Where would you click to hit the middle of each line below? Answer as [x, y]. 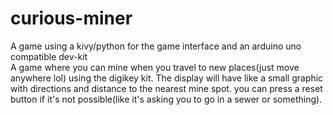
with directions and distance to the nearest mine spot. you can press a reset [166, 88]
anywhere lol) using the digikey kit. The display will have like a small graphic [167, 78]
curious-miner [71, 18]
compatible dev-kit [49, 56]
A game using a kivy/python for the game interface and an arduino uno [156, 46]
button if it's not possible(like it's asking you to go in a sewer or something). [166, 99]
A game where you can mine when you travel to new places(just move [155, 67]
